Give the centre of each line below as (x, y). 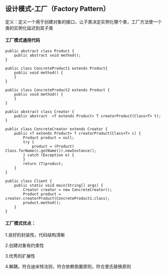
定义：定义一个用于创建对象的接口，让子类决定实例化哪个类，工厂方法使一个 (83, 22)
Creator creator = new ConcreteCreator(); (68, 190)
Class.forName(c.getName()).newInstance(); (51, 151)
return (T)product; (43, 164)
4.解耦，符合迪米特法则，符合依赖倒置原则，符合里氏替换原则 (68, 267)
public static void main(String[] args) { (59, 186)
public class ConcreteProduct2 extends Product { (58, 90)
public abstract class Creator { (40, 112)
